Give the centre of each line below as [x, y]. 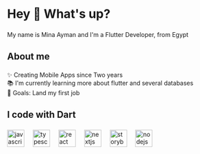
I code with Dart [42, 115]
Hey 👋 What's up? [59, 14]
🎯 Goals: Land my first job [43, 93]
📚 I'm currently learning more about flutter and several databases [100, 83]
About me [28, 56]
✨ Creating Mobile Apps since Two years [65, 75]
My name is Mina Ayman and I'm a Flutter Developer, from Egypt [98, 35]
